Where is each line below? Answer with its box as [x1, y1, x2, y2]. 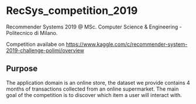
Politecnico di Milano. [6, 29, 58, 36]
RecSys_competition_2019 [6, 4, 138, 17]
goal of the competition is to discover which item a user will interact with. [6, 91, 183, 98]
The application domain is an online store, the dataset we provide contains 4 [6, 79, 190, 86]
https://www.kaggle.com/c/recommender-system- [66, 41, 188, 48]
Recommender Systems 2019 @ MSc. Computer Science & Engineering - [6, 23, 183, 30]
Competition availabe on [6, 41, 65, 48]
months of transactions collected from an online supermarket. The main [6, 85, 179, 92]
